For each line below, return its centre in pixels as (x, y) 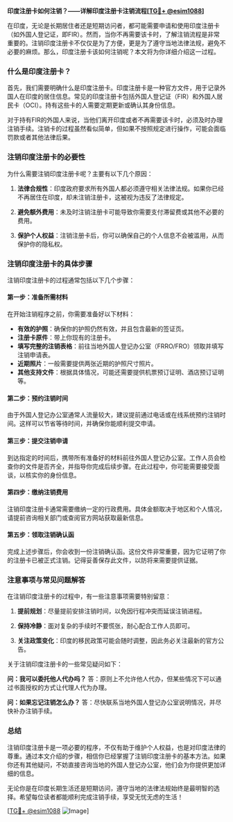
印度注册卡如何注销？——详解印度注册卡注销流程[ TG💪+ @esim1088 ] (106, 11)
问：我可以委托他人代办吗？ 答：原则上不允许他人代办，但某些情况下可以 (111, 679)
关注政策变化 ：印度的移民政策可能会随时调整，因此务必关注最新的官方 (118, 641)
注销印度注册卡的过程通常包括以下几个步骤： (71, 280)
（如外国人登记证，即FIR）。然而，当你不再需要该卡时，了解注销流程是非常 (114, 34)
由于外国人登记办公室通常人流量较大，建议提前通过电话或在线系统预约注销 (113, 415)
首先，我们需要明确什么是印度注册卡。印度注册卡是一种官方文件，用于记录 (113, 88)
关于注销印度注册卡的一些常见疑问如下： (65, 664)
